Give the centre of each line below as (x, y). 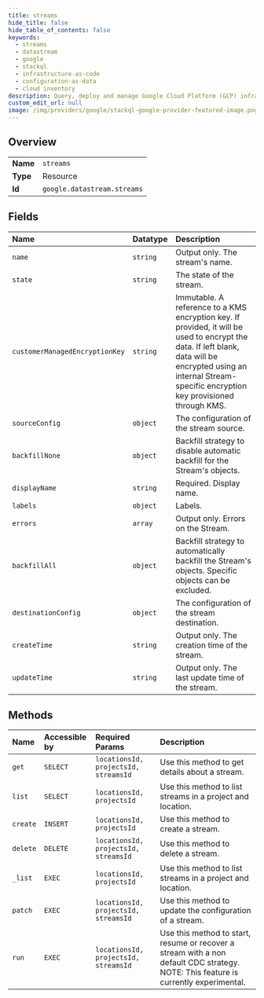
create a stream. (190, 829)
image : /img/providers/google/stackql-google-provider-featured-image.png (133, 111)
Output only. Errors (211, 518)
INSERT (57, 824)
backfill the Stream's (213, 560)
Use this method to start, (205, 934)
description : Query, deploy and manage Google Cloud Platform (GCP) (123, 96)
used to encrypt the (212, 336)
